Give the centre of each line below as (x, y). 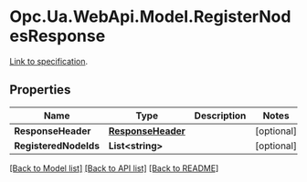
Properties (40, 90)
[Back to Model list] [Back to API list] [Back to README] (114, 168)
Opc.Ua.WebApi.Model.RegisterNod (150, 17)
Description (220, 116)
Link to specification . (49, 61)
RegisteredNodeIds (57, 146)
